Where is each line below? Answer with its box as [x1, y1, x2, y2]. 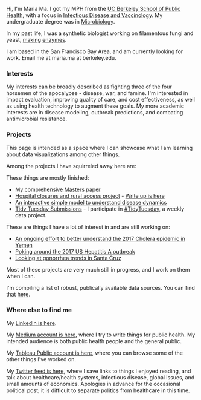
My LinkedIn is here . [6, 319, 57, 326]
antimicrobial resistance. [6, 115, 68, 123]
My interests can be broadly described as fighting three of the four [6, 83, 172, 90]
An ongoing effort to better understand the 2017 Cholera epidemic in [14, 235, 186, 242]
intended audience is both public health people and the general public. [6, 337, 182, 344]
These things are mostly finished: [6, 174, 89, 181]
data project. [14, 211, 47, 218]
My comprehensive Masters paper [14, 186, 101, 193]
